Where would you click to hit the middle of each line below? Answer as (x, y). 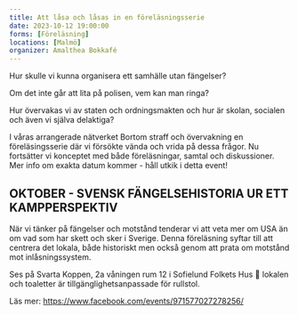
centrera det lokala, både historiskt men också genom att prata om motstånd (149, 247)
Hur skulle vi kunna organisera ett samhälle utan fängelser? (118, 76)
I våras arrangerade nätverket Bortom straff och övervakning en (126, 137)
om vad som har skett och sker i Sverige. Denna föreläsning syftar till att (141, 238)
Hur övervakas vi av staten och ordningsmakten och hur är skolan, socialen (147, 110)
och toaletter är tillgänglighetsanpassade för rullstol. (105, 283)
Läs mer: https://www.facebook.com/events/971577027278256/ (127, 301)
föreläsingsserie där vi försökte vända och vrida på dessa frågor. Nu (134, 147)
